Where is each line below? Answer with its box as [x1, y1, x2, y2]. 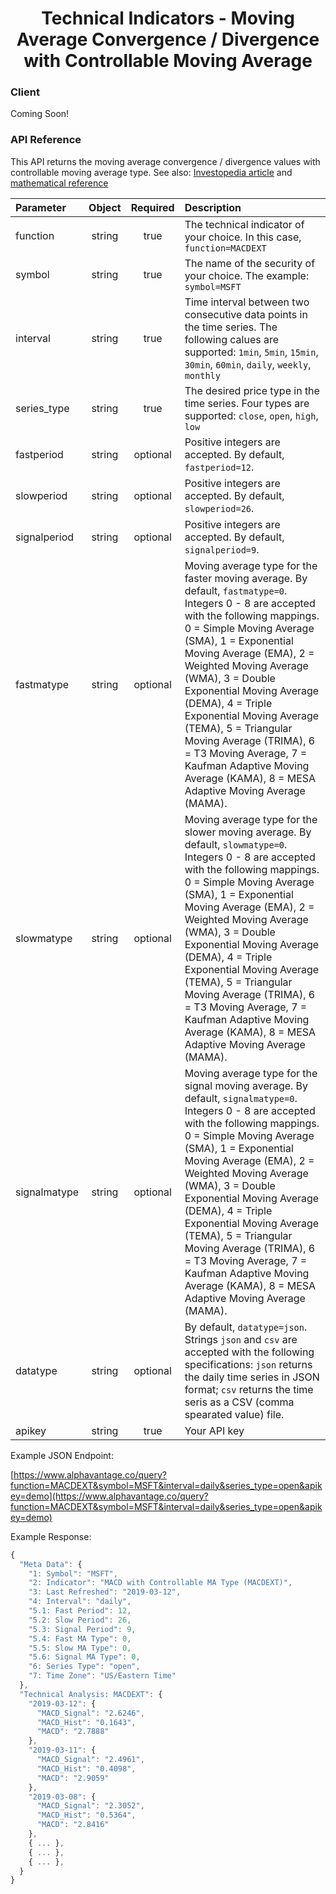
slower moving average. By [184, 825, 312, 839]
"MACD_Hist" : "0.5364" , [36, 1810, 137, 1821]
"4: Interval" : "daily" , [28, 1597, 132, 1607]
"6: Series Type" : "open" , [28, 1662, 141, 1672]
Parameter [15, 200, 67, 214]
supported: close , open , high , [184, 408, 319, 422]
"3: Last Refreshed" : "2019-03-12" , [28, 1587, 182, 1597]
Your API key [184, 1423, 245, 1437]
